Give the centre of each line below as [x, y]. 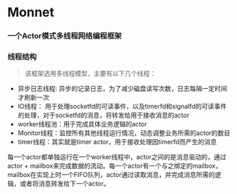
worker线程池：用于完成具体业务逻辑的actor [82, 124]
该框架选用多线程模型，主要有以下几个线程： [90, 74]
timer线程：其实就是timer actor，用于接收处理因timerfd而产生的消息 [117, 142]
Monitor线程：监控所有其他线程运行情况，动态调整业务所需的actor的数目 [124, 133]
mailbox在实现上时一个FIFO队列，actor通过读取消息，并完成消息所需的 [111, 175]
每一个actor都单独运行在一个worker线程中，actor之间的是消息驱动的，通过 [117, 157]
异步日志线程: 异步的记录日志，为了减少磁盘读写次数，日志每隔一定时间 [122, 89]
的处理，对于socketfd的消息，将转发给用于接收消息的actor [104, 115]
